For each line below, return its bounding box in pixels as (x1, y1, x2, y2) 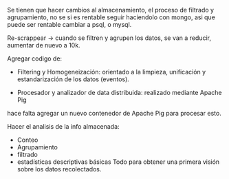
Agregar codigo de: (7, 54, 63, 63)
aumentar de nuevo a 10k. (7, 41, 80, 49)
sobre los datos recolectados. (17, 165, 102, 173)
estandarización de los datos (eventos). (17, 75, 129, 83)
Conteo (17, 136, 39, 144)
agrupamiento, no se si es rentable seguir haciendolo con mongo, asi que (7, 13, 215, 21)
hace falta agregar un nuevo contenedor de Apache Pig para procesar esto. (7, 109, 221, 117)
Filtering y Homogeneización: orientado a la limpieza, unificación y (17, 68, 206, 76)
